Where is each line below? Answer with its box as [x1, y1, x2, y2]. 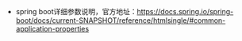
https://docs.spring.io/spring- [136, 7, 234, 16]
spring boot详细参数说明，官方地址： [15, 7, 137, 16]
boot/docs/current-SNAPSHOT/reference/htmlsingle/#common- [15, 16, 226, 25]
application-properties [15, 24, 90, 33]
